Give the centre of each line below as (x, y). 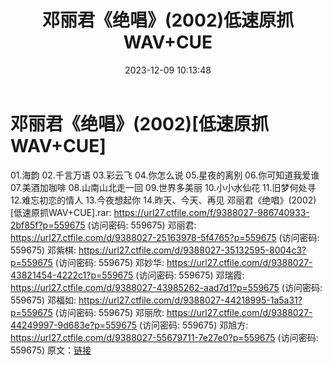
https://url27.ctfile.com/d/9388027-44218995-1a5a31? (190, 300)
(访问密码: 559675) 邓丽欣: (109, 312)
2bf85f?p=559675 (48, 225)
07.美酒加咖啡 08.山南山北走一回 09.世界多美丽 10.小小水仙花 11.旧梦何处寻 (163, 187)
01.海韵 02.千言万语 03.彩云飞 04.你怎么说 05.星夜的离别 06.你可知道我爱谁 (165, 175)
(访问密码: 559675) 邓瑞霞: (190, 275)
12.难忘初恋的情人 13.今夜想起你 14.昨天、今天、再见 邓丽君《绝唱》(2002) (163, 200)
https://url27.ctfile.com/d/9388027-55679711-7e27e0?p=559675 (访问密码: (164, 337)
